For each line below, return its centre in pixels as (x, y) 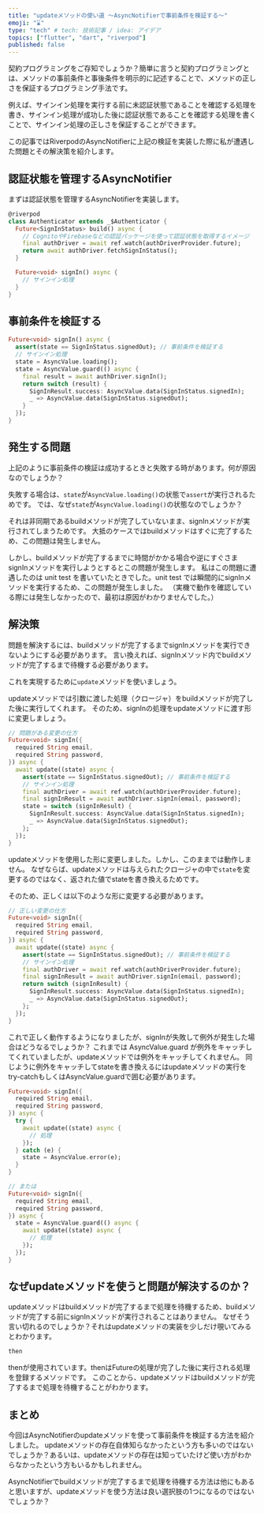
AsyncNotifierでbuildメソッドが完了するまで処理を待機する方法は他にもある (132, 1481)
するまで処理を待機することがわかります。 (84, 1387)
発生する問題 (39, 447)
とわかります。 (32, 1337)
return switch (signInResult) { (75, 984)
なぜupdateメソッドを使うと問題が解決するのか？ (129, 1287)
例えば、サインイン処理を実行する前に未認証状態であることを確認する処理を (132, 105)
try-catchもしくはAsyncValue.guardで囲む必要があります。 (104, 1076)
